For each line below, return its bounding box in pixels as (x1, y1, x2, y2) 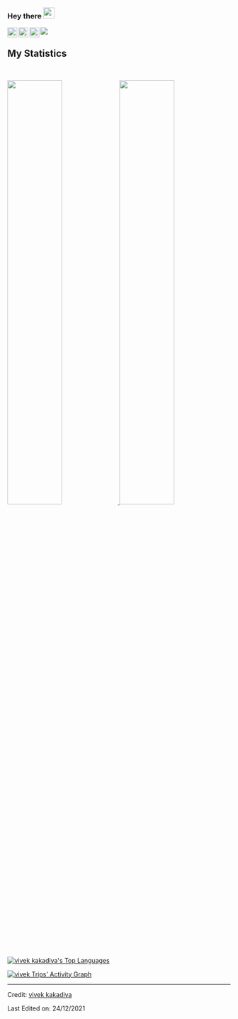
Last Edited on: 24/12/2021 (7, 1004, 86, 1013)
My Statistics (7, 47, 67, 60)
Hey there (7, 11, 42, 21)
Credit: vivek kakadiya (7, 990, 72, 998)
